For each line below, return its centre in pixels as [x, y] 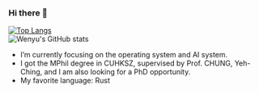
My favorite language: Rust [65, 81]
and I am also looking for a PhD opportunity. [117, 72]
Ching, [31, 72]
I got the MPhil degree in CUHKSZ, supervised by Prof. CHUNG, [126, 63]
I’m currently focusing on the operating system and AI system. [124, 55]
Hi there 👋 [28, 13]
